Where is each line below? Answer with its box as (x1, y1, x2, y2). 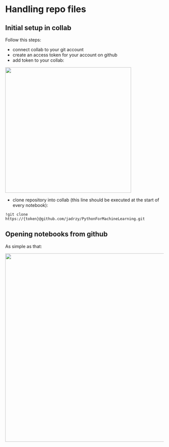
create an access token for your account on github (12, 52, 118, 58)
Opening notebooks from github (5, 230, 108, 239)
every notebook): (12, 202, 49, 208)
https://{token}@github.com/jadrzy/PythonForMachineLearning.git (5, 216, 145, 221)
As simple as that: (5, 243, 42, 249)
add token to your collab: (12, 57, 64, 63)
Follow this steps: (5, 37, 41, 43)
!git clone (5, 212, 28, 217)
